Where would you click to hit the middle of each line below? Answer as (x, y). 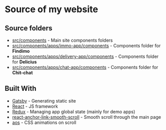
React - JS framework (35, 106)
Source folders (29, 28)
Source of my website (51, 9)
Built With (20, 89)
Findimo (21, 51)
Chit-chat (23, 73)
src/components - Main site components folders (63, 40)
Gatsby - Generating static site (44, 101)
